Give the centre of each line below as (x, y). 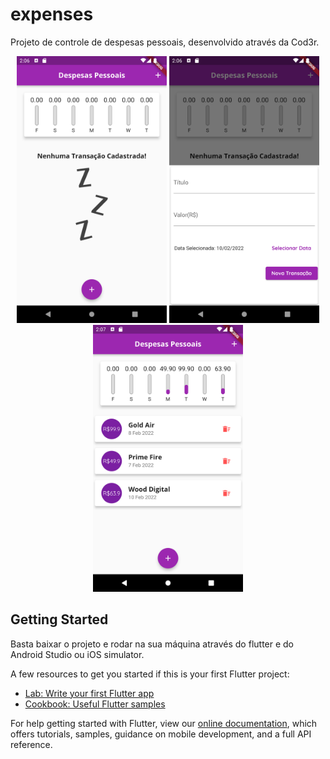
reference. (31, 744)
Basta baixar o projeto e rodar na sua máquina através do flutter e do (152, 644)
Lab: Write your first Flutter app (89, 693)
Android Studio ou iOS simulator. (77, 654)
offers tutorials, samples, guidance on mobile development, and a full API (161, 734)
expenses (52, 14)
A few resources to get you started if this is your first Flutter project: (150, 674)
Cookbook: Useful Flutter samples (95, 704)
